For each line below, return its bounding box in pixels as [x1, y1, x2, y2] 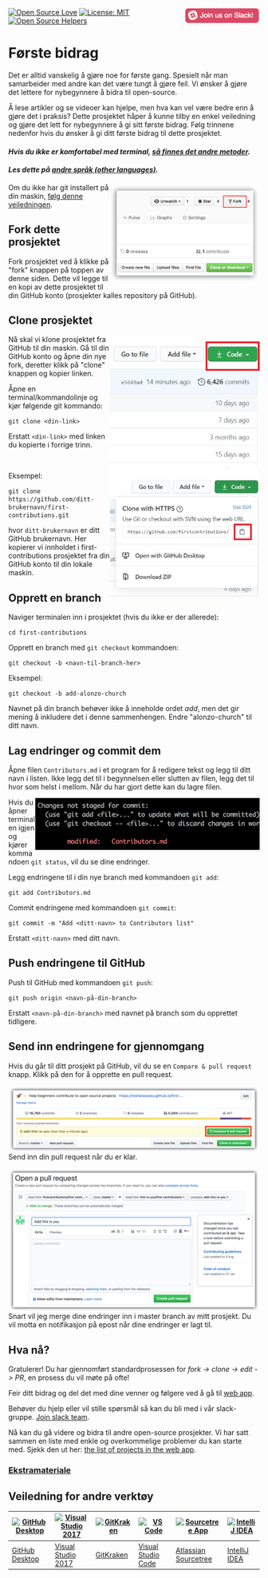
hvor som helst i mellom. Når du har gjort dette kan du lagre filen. [8, 781, 223, 791]
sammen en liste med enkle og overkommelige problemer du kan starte [8, 1437, 242, 1446]
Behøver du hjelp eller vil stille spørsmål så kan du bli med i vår [8, 1404, 215, 1413]
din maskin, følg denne [8, 191, 84, 201]
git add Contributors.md [8, 888, 91, 896]
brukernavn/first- [8, 503, 69, 511]
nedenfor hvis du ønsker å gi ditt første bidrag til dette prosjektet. [8, 128, 223, 137]
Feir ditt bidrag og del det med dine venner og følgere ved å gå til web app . [8, 1389, 254, 1398]
